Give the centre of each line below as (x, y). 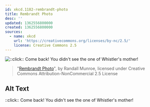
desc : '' (14, 18)
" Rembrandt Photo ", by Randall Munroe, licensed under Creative (81, 68)
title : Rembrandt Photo (29, 14)
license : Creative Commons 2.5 (45, 45)
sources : (14, 32)
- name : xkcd (22, 37)
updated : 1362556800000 (29, 23)
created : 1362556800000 (29, 27)
